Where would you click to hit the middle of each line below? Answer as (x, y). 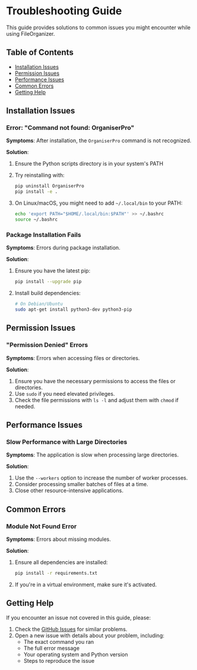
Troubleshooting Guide (64, 11)
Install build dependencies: (48, 293)
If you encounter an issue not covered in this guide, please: (79, 618)
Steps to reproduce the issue (59, 660)
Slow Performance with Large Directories (67, 442)
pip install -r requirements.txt (56, 573)
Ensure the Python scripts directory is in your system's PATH (89, 164)
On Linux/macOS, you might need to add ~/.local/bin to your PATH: (99, 203)
